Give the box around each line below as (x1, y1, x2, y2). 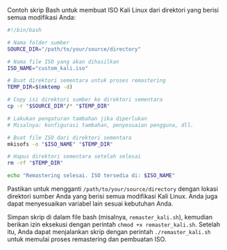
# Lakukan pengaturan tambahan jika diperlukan (7, 115, 148, 122)
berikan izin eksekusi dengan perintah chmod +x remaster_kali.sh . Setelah (7, 220, 221, 228)
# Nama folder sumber (7, 39, 70, 46)
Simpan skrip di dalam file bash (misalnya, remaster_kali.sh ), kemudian (7, 213, 213, 221)
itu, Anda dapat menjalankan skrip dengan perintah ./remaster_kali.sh (7, 228, 211, 235)
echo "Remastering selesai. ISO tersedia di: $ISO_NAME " (7, 172, 176, 179)
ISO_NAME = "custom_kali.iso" (7, 65, 89, 72)
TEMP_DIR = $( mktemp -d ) (7, 83, 73, 91)
